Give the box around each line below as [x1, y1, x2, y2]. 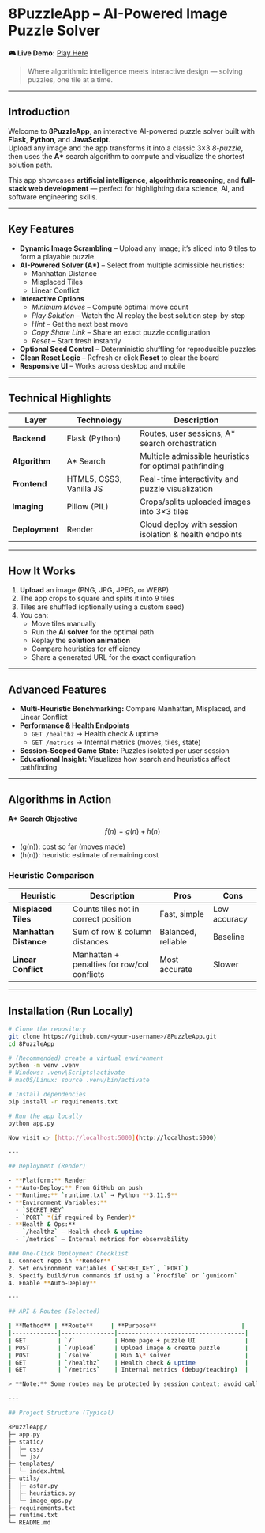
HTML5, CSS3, [66, 474, 122, 485]
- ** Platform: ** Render [8, 1176, 87, 1185]
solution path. [8, 160, 53, 169]
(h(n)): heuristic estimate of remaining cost [19, 850, 159, 859]
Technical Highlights [8, 391, 112, 404]
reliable [159, 937, 188, 948]
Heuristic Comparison [8, 869, 95, 880]
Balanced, [159, 926, 197, 937]
